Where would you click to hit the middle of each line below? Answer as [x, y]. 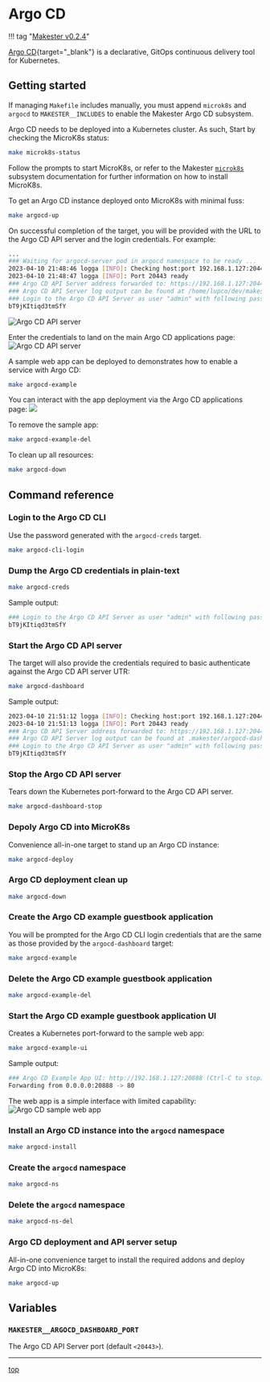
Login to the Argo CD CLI [57, 518]
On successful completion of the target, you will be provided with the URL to [135, 231]
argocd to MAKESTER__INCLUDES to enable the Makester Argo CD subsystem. [131, 113]
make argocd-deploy [41, 859]
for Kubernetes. [34, 60]
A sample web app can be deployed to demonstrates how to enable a [123, 361]
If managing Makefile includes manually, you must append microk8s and [127, 105]
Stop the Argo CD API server [65, 774]
